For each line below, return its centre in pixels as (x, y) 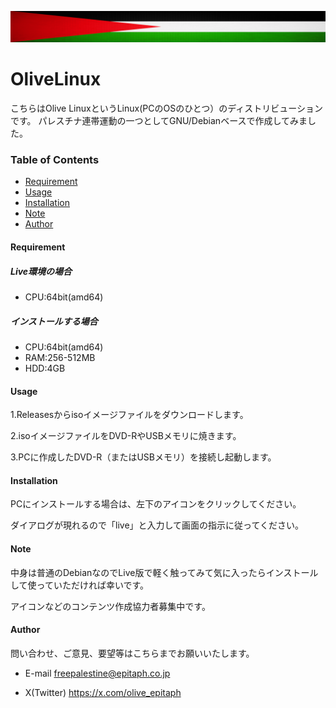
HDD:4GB (45, 368)
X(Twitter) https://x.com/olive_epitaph (103, 692)
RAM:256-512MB (60, 357)
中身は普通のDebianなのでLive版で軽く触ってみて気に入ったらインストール (164, 572)
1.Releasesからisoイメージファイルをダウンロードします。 (129, 415)
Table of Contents (55, 160)
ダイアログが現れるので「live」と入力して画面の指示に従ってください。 (157, 525)
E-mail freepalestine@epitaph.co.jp (97, 673)
